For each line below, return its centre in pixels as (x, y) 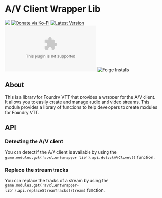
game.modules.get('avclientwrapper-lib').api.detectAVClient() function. (80, 158)
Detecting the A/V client (34, 141)
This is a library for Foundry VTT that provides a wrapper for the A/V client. (80, 97)
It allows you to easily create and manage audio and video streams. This (77, 102)
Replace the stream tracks (37, 170)
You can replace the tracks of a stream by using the (57, 180)
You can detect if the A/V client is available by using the (61, 152)
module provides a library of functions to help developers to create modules (81, 107)
